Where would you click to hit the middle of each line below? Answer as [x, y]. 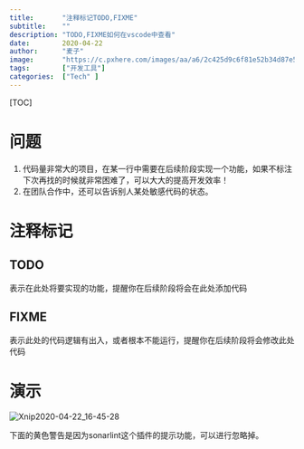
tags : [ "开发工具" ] [57, 69]
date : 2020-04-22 [56, 43]
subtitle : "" [40, 26]
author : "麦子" [47, 52]
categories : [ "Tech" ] [54, 77]
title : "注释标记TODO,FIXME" [74, 18]
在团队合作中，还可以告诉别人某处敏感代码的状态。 [118, 191]
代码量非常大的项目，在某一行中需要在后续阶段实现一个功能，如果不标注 [157, 168]
